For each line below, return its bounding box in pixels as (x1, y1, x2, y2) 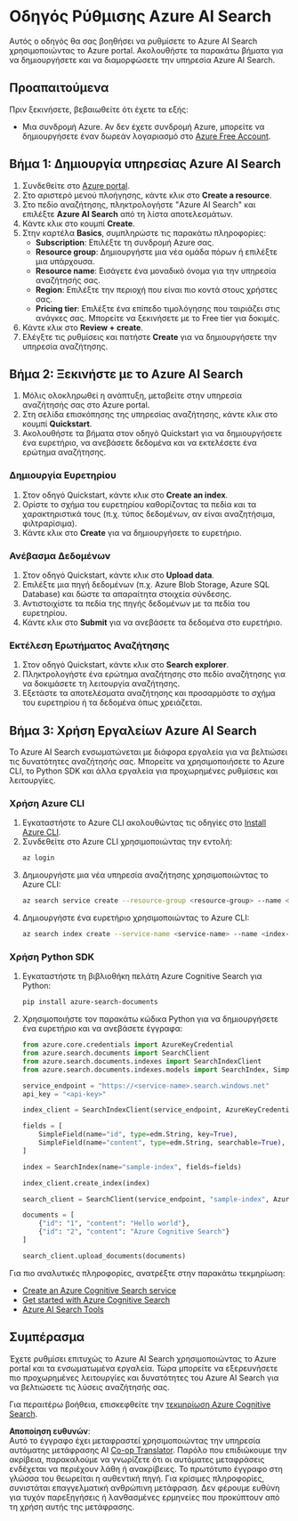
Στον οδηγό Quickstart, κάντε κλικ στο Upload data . (21, 570, 215, 580)
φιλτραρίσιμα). (21, 518, 77, 529)
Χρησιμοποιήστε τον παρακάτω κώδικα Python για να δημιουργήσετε (21, 1014, 278, 1024)
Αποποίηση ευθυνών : (9, 1426, 91, 1436)
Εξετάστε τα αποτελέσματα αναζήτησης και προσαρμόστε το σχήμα (21, 688, 276, 699)
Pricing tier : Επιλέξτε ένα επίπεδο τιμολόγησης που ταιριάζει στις (35, 303, 281, 313)
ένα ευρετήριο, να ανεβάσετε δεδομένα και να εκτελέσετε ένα (21, 438, 258, 449)
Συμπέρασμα (9, 1330, 85, 1345)
